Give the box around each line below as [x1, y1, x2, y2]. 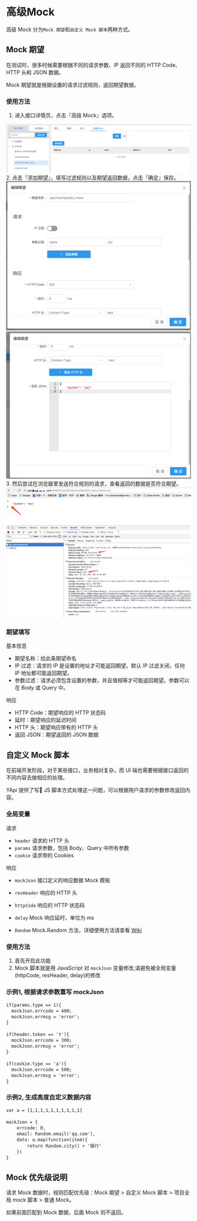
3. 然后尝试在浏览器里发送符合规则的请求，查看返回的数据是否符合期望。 [6, 480, 182, 487]
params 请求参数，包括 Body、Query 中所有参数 [14, 844, 130, 851]
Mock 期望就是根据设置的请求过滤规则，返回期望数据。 [6, 81, 140, 88]
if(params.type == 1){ [6, 1002, 62, 1008]
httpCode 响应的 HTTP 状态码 [14, 902, 85, 909]
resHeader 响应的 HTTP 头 [14, 889, 77, 896]
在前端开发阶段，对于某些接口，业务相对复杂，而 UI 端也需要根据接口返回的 [6, 767, 189, 774]
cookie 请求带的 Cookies [14, 852, 74, 859]
